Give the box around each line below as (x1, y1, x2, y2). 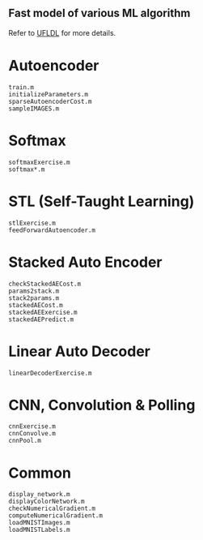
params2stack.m (8, 287, 60, 295)
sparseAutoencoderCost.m (8, 97, 92, 105)
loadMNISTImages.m (8, 519, 70, 527)
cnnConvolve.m (8, 430, 57, 438)
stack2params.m (8, 294, 60, 302)
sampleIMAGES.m (8, 105, 60, 113)
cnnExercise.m (8, 422, 57, 431)
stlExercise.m (8, 219, 57, 227)
